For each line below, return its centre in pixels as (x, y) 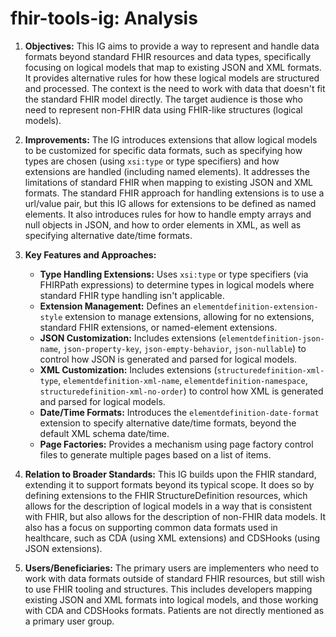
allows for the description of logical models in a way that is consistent (168, 506)
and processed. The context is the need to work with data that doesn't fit (175, 88)
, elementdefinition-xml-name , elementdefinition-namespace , (183, 380)
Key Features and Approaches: (90, 254)
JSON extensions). (63, 548)
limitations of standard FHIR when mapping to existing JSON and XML (169, 182)
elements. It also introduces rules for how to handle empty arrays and (168, 214)
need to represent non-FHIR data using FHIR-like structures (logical (163, 109)
